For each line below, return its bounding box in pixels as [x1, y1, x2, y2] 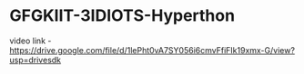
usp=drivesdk [9, 54, 62, 65]
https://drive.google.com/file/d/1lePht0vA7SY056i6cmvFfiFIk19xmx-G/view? [9, 44, 296, 55]
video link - [9, 35, 52, 46]
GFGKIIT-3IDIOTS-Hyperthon [9, 5, 235, 26]
